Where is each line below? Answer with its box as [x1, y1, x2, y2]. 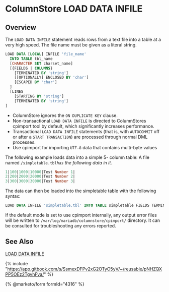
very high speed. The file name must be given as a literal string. [5, 42, 137, 48]
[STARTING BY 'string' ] [14, 94, 64, 99]
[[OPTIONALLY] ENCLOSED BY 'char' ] [14, 75, 89, 80]
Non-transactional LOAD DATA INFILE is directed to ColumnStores [12, 118, 147, 124]
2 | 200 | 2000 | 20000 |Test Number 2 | [5, 174, 75, 179]
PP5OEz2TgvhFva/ [5, 271, 44, 277]
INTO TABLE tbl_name [10, 56, 53, 61]
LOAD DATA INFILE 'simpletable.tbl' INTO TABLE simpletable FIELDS [5, 203, 150, 208]
